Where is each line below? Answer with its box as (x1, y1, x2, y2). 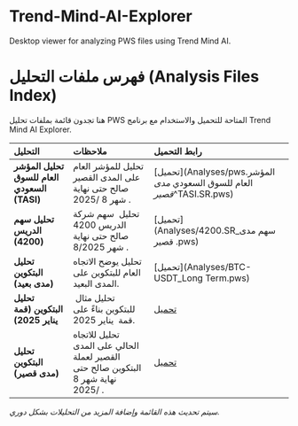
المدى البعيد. (72, 277, 120, 290)
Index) (9, 86, 58, 105)
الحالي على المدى (72, 339, 139, 352)
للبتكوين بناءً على (72, 303, 136, 315)
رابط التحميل (153, 144, 202, 157)
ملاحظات (72, 144, 107, 157)
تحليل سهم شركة (72, 207, 140, 220)
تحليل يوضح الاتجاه (72, 255, 142, 267)
